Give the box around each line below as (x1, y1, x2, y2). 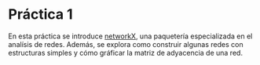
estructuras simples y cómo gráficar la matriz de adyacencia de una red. (8, 48, 244, 57)
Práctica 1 (8, 5, 73, 23)
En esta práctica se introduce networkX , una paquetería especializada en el (8, 31, 253, 41)
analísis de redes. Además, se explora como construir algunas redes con (8, 39, 244, 49)
